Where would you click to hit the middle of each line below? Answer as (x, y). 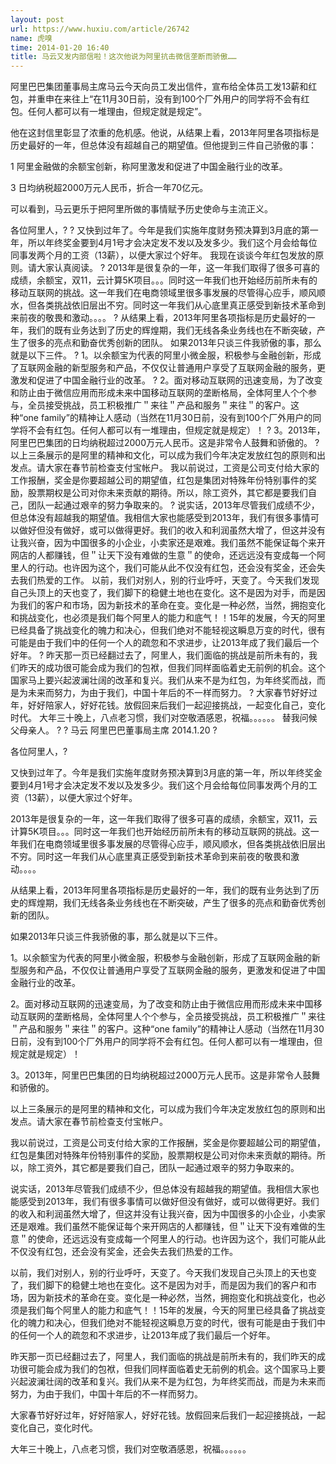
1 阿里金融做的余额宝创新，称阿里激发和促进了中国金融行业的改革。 (149, 167)
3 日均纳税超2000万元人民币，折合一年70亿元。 (109, 188)
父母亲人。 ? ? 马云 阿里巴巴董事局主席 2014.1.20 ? (114, 730)
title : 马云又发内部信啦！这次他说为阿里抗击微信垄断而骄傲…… (123, 57)
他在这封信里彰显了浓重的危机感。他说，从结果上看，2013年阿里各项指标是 (165, 133)
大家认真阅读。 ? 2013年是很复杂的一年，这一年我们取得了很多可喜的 (178, 268)
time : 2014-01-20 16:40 (60, 47)
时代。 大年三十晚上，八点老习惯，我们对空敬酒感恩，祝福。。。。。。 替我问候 (164, 718)
